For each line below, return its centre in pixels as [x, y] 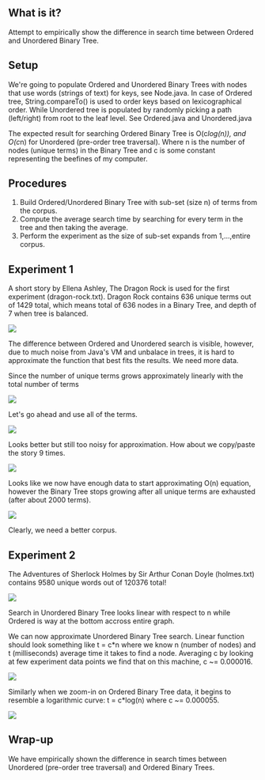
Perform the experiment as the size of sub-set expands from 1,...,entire [135, 236]
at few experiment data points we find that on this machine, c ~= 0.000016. [131, 662]
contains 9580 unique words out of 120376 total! [87, 583]
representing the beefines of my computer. [78, 158]
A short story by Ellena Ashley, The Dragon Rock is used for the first [119, 289]
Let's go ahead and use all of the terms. [73, 415]
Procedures [38, 184]
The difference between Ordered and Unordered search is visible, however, [131, 344]
